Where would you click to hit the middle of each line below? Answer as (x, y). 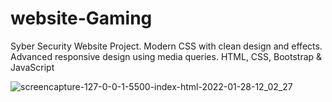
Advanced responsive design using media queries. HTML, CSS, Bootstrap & (166, 56)
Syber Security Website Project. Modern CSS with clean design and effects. (166, 46)
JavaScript (32, 67)
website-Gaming (81, 18)
